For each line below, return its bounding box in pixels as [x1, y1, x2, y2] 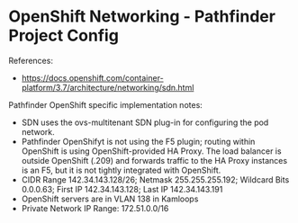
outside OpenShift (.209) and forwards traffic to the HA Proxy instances [21, 155, 288, 165]
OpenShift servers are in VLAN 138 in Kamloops [21, 193, 199, 204]
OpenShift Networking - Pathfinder [8, 6, 276, 27]
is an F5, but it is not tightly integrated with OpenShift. [21, 165, 221, 175]
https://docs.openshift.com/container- [21, 72, 164, 83]
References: [8, 55, 53, 66]
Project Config [8, 25, 119, 46]
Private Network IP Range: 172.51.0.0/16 [21, 202, 169, 213]
